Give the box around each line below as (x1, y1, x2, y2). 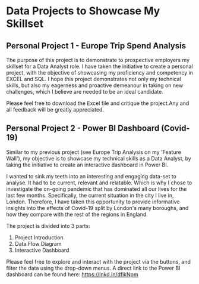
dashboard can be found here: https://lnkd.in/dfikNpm (6, 270, 138, 278)
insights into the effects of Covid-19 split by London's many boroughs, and (6, 204, 189, 211)
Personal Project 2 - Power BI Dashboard (6, 124, 160, 134)
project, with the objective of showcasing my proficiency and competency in (6, 69, 193, 76)
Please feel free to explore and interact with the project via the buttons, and (6, 258, 191, 265)
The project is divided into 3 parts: (6, 222, 90, 229)
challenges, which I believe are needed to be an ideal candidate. (6, 88, 163, 95)
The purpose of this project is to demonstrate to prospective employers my (6, 57, 190, 63)
